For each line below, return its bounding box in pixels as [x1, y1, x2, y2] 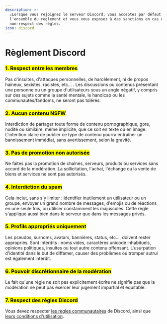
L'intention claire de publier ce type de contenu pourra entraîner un [5, 131, 143, 137]
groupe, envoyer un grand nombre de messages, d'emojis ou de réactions [5, 200, 157, 206]
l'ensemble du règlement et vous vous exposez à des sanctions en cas [9, 16, 159, 21]
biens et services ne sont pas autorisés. [5, 171, 87, 177]
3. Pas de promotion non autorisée [5, 149, 90, 156]
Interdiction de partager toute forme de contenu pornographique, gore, [5, 121, 151, 127]
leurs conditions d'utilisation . [5, 314, 64, 320]
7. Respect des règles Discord [5, 297, 78, 304]
